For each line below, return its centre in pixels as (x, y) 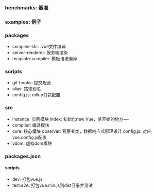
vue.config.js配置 (29, 137)
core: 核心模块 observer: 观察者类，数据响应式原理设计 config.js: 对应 (82, 131)
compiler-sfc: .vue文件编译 (39, 47)
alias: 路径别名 (26, 89)
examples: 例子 (23, 22)
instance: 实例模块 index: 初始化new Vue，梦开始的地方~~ (70, 119)
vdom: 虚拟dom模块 (32, 143)
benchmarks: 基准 (27, 7)
